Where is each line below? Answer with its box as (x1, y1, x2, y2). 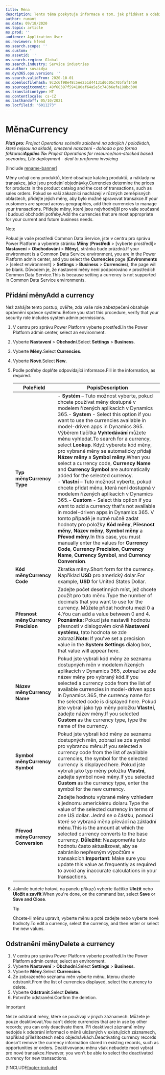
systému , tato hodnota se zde (57, 629, 127, 635)
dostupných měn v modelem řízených (57, 661, 144, 668)
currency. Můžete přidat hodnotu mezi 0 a (57, 604, 155, 611)
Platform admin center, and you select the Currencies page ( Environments (5, 256, 157, 262)
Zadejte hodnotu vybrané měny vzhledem (57, 793, 154, 800)
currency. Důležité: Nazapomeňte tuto (57, 836, 146, 843)
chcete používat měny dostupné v (57, 398, 136, 405)
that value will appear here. (57, 647, 120, 654)
